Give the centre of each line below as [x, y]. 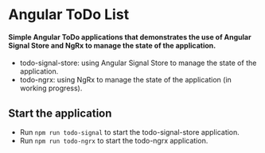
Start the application [60, 113]
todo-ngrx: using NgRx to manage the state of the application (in [126, 80]
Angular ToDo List [69, 15]
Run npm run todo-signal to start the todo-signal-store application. [130, 132]
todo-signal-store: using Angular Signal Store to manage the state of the [138, 63]
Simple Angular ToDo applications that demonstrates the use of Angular [130, 36]
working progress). [51, 88]
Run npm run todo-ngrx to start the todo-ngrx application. [114, 141]
